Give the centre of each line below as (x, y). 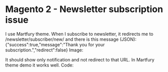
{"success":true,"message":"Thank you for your (55, 44)
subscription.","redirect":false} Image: (44, 50)
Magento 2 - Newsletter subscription (84, 9)
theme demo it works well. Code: (40, 65)
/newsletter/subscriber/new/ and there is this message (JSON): (71, 39)
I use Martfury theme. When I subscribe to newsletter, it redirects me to (79, 34)
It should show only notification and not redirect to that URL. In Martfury (80, 59)
